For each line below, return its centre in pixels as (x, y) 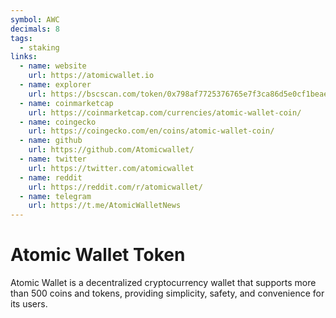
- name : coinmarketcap (66, 103)
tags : (21, 38)
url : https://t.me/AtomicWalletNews (105, 206)
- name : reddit (51, 177)
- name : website (53, 66)
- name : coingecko (58, 122)
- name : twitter (53, 159)
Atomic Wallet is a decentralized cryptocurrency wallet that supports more (163, 283)
